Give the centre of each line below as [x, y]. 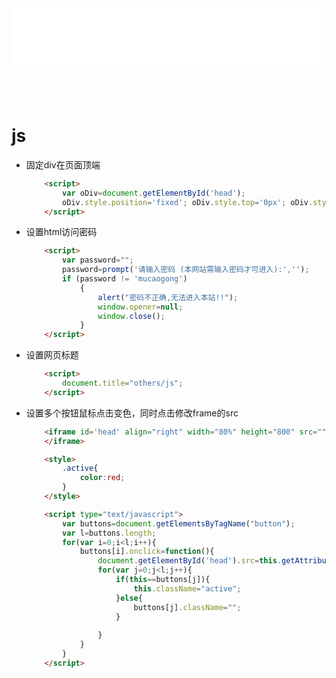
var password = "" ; [98, 260]
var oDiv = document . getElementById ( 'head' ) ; [154, 193]
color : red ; [102, 478]
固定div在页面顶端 [63, 164]
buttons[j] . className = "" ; [187, 607]
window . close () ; [131, 316]
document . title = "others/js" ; [123, 383]
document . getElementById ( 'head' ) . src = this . [189, 561]
